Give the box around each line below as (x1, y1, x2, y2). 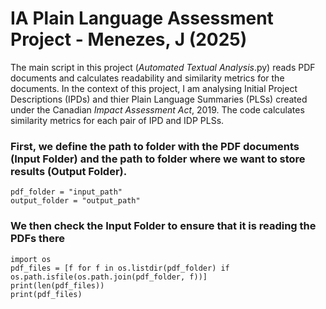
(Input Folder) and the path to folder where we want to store (10, 152, 306, 166)
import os (10, 254, 52, 264)
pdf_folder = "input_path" (10, 187, 123, 197)
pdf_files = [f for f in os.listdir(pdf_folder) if (10, 263, 230, 273)
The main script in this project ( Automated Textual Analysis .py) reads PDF (10, 61, 316, 73)
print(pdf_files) (10, 289, 83, 299)
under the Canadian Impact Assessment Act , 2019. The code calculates (10, 103, 305, 116)
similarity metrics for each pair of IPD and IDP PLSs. (10, 114, 225, 126)
